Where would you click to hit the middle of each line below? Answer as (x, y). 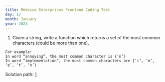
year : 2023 (16, 24)
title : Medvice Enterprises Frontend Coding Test (58, 10)
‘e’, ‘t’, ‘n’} (21, 65)
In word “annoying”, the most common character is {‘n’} (66, 57)
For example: (19, 52)
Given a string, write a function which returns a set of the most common (86, 38)
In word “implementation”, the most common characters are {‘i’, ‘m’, (80, 61)
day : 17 (13, 14)
